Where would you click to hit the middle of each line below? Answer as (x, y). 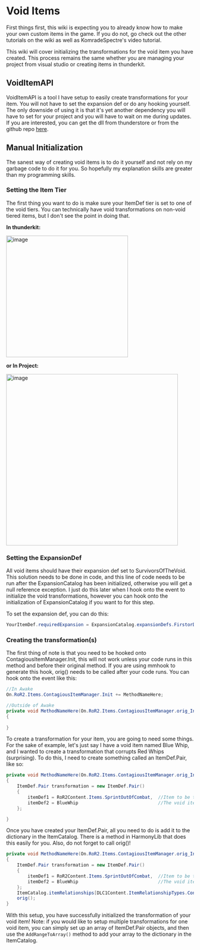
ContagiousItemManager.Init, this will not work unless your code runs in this (99, 660)
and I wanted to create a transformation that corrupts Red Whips (85, 752)
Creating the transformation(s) (51, 640)
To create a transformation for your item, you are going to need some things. (100, 739)
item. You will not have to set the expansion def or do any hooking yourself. (99, 104)
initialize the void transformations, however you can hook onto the (87, 596)
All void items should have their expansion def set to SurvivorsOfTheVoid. (96, 571)
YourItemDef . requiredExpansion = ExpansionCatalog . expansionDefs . (90, 625)
